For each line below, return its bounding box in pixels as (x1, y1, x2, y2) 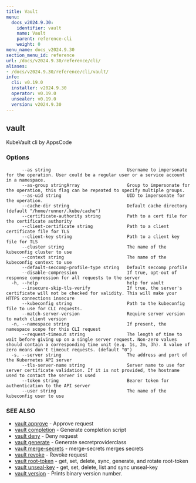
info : (6, 74, 19, 80)
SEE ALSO (6, 407, 36, 415)
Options (6, 153, 29, 162)
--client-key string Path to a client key (21, 233, 180, 240)
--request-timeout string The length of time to (21, 331, 183, 337)
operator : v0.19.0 (11, 90, 57, 96)
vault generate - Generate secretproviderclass (14, 438, 127, 445)
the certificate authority (6, 218, 72, 224)
